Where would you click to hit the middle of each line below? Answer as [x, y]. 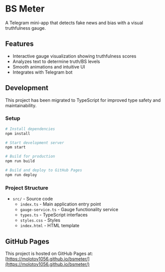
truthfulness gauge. [26, 28]
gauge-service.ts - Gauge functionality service [69, 210]
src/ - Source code [33, 199]
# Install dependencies [30, 129]
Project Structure [27, 188]
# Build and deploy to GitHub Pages [44, 170]
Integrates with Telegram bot [42, 72]
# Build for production [30, 157]
